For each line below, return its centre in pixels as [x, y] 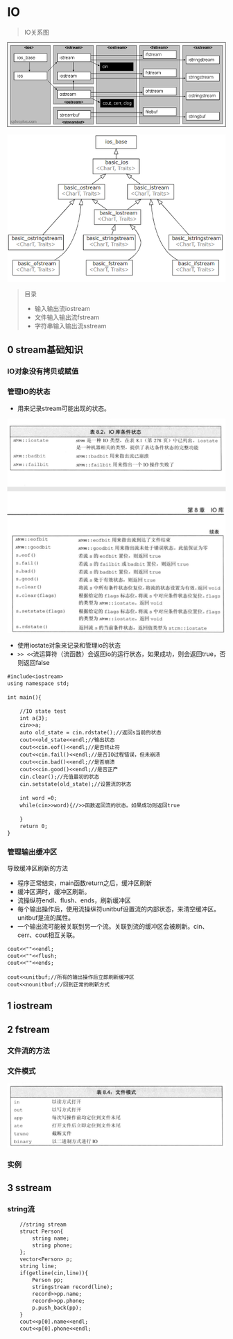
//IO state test [43, 711]
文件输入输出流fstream [67, 317]
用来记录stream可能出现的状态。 [64, 408]
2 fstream [28, 1029]
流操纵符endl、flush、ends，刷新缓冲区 [74, 900]
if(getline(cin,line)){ [54, 1273]
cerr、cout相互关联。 [48, 935]
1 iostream [30, 1006]
